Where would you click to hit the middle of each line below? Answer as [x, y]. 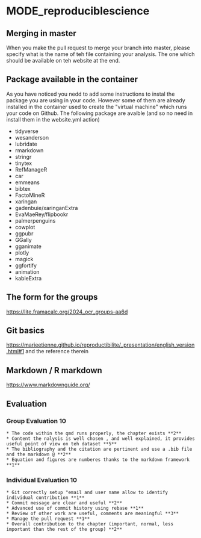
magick [24, 259]
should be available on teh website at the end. [63, 60]
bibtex [23, 188]
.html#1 [15, 351]
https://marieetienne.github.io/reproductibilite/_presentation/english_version [100, 345]
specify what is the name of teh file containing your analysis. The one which [100, 54]
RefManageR [31, 169]
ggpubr [24, 233]
